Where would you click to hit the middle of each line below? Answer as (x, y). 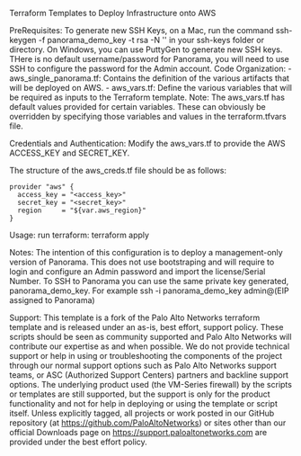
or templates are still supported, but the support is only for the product (140, 394)
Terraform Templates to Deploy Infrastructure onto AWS (113, 13)
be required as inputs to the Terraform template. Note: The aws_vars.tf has (147, 97)
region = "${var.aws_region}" (82, 210)
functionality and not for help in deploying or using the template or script (144, 403)
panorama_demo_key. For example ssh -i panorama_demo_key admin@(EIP (149, 291)
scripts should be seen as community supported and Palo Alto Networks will (150, 337)
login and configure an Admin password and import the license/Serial (137, 272)
